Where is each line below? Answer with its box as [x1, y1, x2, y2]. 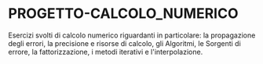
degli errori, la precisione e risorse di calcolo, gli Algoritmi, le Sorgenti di [8, 38, 241, 48]
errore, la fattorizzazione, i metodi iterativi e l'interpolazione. [8, 47, 203, 56]
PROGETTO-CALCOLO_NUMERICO [8, 5, 239, 23]
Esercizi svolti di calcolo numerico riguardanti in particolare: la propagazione [8, 30, 256, 40]
